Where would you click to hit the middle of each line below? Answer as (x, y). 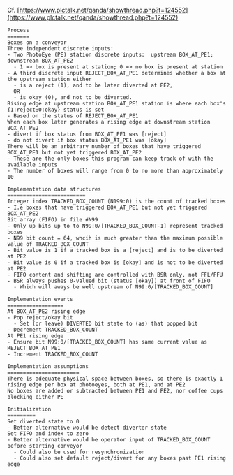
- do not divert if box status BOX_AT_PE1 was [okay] (87, 140)
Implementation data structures (54, 189)
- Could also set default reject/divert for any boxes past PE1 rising (120, 458)
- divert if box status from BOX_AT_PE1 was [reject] (87, 134)
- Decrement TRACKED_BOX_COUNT (53, 330)
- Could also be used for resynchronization (79, 452)
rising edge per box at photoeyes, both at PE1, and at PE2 (97, 385)
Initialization (29, 409)
